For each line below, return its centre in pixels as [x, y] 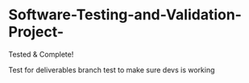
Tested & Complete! [41, 54]
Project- [36, 32]
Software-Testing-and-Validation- [125, 15]
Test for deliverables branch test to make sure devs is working [112, 69]
